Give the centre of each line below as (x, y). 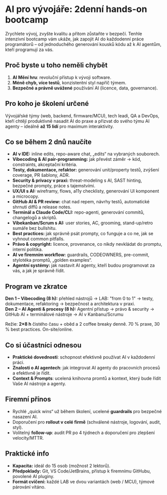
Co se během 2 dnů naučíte (49, 142)
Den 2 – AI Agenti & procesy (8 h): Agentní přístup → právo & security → (80, 309)
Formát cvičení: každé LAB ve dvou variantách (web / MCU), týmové (83, 482)
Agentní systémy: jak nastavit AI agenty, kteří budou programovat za (83, 265)
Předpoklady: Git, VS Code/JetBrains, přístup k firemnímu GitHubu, (82, 471)
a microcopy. (26, 196)
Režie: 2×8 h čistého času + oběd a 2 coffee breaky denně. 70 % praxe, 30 (83, 324)
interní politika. (28, 249)
